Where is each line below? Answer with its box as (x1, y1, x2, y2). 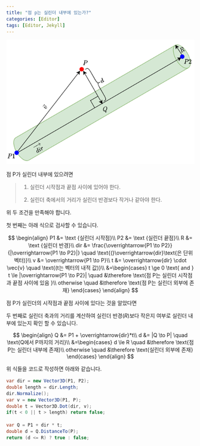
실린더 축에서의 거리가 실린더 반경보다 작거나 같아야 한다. (29, 196, 162, 204)
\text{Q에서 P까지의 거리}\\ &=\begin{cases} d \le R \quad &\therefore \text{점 (7, 339, 194, 346)
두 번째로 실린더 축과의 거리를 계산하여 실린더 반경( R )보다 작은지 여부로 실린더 (6, 312, 187, 320)
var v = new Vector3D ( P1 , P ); (6, 397, 82, 403)
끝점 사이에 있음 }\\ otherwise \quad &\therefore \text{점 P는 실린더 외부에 (13, 279, 188, 287)
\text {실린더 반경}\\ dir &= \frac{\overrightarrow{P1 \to (27, 242, 160, 249)
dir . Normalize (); (6, 390, 50, 396)
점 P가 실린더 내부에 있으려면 (6, 171, 73, 178)
